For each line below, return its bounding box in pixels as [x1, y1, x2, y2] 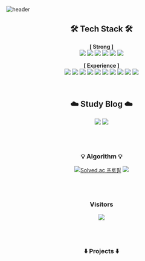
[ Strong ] [89, 43, 114, 50]
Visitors [89, 200, 114, 208]
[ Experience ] [83, 62, 120, 69]
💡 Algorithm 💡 [80, 152, 123, 160]
